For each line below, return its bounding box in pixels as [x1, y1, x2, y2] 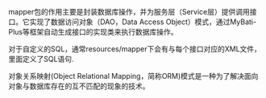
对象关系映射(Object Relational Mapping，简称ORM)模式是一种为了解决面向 [8, 71, 259, 80]
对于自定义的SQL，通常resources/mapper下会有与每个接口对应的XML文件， [8, 44, 262, 54]
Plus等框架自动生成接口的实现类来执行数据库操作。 [8, 27, 178, 36]
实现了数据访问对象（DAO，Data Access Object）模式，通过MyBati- [29, 17, 256, 27]
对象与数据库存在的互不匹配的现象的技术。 [8, 81, 150, 91]
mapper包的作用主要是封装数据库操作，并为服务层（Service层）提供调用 [8, 7, 250, 16]
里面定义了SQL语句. [8, 55, 74, 63]
